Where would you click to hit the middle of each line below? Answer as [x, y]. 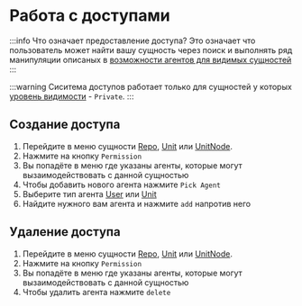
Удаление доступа [65, 232]
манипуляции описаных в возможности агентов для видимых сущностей [151, 59]
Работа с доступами [90, 16]
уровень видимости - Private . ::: [72, 96]
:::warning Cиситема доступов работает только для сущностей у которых [151, 86]
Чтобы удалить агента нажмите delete [96, 292]
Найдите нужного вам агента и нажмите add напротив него [136, 203]
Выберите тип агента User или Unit [90, 193]
